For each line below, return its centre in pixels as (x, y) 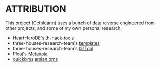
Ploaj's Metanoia (30, 54)
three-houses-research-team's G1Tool (53, 48)
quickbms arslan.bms (35, 59)
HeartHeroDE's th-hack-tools (43, 38)
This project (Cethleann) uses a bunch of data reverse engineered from (80, 23)
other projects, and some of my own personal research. (64, 28)
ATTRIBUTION (36, 9)
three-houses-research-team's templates (56, 43)
